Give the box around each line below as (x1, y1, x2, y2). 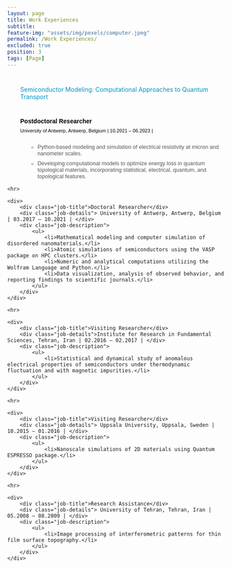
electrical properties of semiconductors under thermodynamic (7, 361, 190, 368)
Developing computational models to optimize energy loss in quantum (37, 160, 205, 167)
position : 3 (7, 48, 41, 56)
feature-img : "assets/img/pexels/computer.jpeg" (7, 29, 150, 36)
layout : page (7, 10, 45, 17)
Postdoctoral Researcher (20, 117, 92, 125)
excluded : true (7, 42, 51, 49)
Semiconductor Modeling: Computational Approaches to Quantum (20, 85, 209, 93)
